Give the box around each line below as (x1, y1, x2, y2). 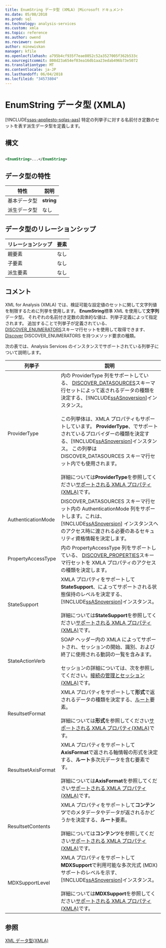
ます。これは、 (71, 513, 105, 520)
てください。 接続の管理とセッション (61, 672, 145, 679)
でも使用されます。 (76, 460, 120, 467)
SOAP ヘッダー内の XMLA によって (61, 636, 142, 643)
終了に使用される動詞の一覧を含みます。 (61, 651, 155, 657)
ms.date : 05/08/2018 (5, 12, 48, 17)
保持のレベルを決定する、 (66, 591, 125, 597)
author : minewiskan (5, 44, 45, 49)
